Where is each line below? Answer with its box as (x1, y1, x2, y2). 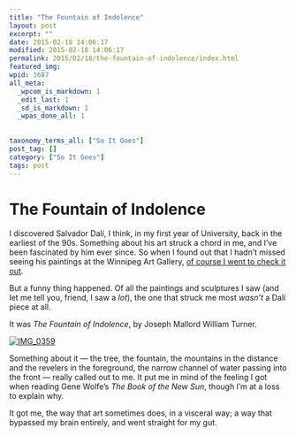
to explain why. (9, 391, 65, 402)
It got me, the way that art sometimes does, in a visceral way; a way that (9, 408, 272, 418)
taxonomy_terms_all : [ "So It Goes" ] (9, 136, 144, 145)
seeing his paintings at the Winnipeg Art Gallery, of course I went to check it (9, 256, 286, 267)
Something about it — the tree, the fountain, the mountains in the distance (9, 353, 278, 363)
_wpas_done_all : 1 (17, 111, 86, 120)
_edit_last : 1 (17, 95, 69, 104)
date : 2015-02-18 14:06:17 (9, 37, 109, 47)
